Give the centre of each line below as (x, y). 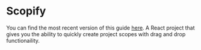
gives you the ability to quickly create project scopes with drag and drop (96, 34)
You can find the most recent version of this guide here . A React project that (100, 28)
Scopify (26, 11)
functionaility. (23, 40)
